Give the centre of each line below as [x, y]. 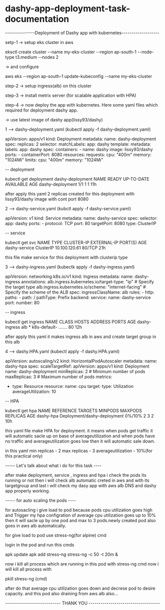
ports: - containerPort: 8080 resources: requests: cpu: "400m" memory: [78, 154]
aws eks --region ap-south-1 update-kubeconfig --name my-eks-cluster [79, 76]
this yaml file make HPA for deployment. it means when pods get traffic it [79, 430]
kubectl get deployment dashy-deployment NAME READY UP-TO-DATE [77, 179]
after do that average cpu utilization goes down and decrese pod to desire [80, 588]
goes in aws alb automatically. [36, 526]
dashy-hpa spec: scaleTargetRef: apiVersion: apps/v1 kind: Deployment [77, 366]
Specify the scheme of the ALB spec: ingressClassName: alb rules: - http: [80, 292]
